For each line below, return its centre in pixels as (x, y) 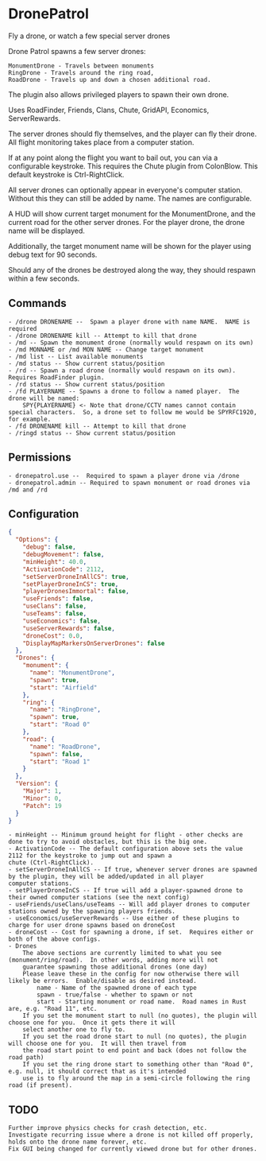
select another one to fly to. (74, 1030)
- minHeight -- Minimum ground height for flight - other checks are (126, 835)
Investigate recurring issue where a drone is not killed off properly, (131, 1135)
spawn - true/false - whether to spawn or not (115, 995)
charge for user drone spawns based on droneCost (92, 926)
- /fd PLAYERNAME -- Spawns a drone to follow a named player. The (124, 391)
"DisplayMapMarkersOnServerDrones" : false (94, 643)
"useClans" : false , (55, 606)
